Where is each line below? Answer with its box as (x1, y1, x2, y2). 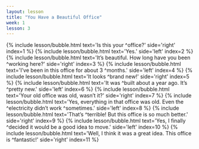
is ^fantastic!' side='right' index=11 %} (6, 136, 99, 143)
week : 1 (6, 20, 26, 26)
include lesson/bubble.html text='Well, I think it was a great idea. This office (6, 130, 192, 137)
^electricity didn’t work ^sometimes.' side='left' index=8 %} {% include (6, 104, 179, 112)
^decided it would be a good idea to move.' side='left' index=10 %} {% (6, 123, 178, 131)
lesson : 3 (6, 25, 31, 31)
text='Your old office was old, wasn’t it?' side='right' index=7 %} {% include (6, 92, 192, 99)
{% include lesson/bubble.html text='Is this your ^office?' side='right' (6, 42, 176, 49)
